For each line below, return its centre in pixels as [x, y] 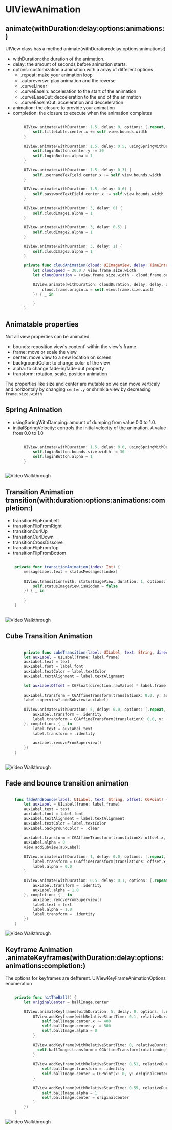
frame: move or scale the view [45, 352]
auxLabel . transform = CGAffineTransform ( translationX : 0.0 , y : [92, 695]
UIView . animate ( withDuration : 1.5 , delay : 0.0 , [75, 447]
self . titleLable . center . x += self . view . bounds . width [90, 132]
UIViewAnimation [43, 9]
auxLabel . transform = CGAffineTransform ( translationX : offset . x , [95, 838]
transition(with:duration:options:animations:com [85, 500]
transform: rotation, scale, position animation [60, 374]
